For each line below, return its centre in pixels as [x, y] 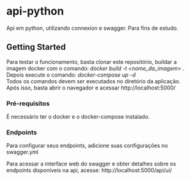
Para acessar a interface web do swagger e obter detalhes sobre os [91, 164]
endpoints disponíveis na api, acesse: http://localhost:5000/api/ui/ [89, 170]
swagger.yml [22, 152]
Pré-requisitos [28, 103]
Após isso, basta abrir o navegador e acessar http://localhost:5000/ [91, 88]
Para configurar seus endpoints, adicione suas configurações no [87, 146]
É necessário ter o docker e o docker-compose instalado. [78, 117]
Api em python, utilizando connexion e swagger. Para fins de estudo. [92, 28]
